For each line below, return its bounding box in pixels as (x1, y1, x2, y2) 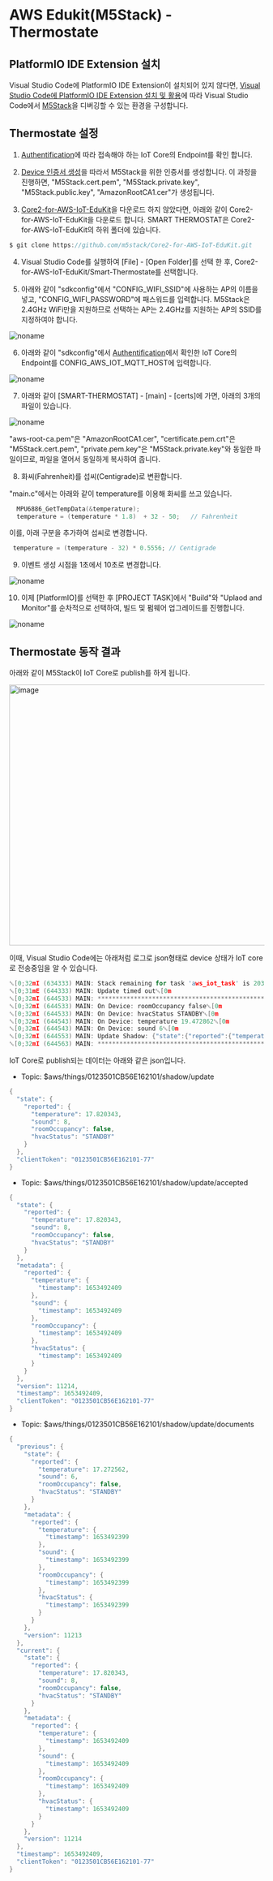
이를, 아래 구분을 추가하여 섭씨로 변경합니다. (9, 528, 148, 537)
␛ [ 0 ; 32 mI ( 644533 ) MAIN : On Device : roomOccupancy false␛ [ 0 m (9, 1002, 223, 1010)
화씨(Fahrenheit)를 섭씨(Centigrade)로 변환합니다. (20, 471, 182, 481)
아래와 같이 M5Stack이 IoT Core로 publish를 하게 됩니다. (9, 668, 190, 678)
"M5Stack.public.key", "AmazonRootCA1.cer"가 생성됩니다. (20, 187, 215, 196)
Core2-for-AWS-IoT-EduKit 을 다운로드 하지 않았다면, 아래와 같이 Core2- (20, 205, 254, 214)
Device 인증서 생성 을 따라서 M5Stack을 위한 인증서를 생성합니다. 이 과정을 (20, 166, 258, 176)
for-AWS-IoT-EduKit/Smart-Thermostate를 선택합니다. (20, 266, 198, 277)
